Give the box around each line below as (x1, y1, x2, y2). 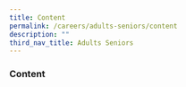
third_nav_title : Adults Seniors (9, 38, 134, 48)
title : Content (9, 13, 66, 22)
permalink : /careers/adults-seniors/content (9, 22, 178, 30)
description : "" (9, 30, 70, 39)
